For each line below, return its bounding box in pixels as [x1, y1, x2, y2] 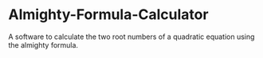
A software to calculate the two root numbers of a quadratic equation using [8, 32, 255, 41]
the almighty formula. [8, 40, 78, 49]
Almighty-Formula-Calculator [8, 6, 209, 24]
